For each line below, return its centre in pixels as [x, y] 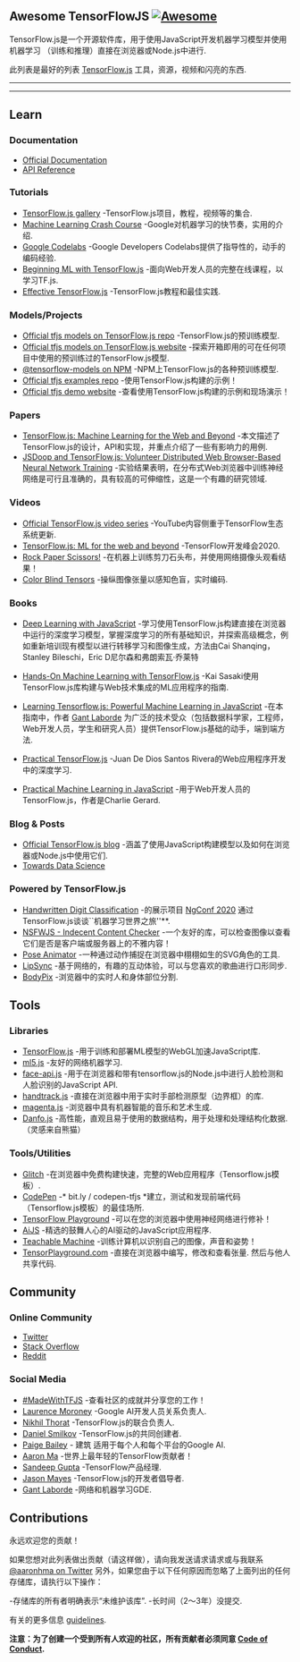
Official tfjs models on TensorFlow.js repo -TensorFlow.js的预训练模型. [151, 335]
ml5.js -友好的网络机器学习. [72, 1063]
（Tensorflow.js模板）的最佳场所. [83, 1208]
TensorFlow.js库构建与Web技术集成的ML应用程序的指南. [125, 687]
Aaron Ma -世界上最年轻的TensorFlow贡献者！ [108, 1455]
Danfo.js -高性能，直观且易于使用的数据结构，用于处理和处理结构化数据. [155, 1118]
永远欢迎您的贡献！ [45, 1540]
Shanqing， [253, 646]
